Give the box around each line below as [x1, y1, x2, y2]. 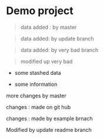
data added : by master [20, 24, 77, 31]
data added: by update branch [20, 35, 94, 42]
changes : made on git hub [6, 103, 71, 110]
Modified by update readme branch [6, 126, 92, 133]
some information [14, 81, 58, 88]
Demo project [6, 4, 73, 18]
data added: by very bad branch [20, 46, 99, 54]
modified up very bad [20, 58, 73, 65]
